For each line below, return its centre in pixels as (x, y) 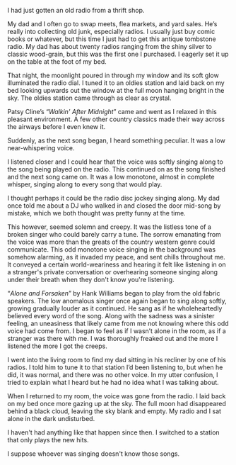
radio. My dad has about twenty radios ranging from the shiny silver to (110, 46)
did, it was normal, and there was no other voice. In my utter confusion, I (113, 375)
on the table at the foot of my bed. (57, 62)
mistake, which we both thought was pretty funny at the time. (96, 213)
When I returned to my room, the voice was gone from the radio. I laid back (117, 396)
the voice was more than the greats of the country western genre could (111, 242)
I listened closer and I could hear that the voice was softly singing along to (116, 162)
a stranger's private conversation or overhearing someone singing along (112, 272)
